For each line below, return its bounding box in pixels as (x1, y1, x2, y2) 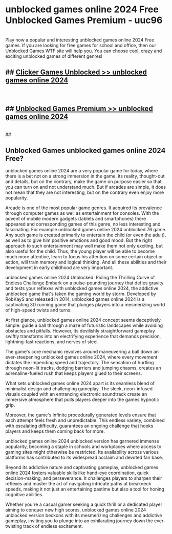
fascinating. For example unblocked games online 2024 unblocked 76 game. (5, 227, 167, 233)
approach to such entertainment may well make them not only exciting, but (5, 243, 163, 249)
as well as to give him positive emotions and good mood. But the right (5, 237, 153, 243)
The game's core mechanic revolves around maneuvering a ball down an (5, 349, 159, 355)
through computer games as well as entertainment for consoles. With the (5, 210, 160, 216)
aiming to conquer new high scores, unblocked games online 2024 (5, 507, 146, 513)
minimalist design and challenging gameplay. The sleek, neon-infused (5, 386, 153, 392)
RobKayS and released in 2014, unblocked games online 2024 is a (5, 296, 145, 302)
